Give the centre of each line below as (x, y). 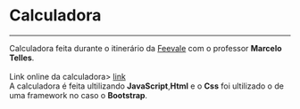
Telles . (22, 58)
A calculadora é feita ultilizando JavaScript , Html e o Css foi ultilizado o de (146, 86)
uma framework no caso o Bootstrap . (79, 95)
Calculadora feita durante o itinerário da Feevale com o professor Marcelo (146, 48)
